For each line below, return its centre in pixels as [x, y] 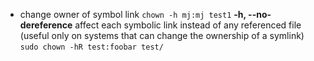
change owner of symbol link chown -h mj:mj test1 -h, [133, 14]
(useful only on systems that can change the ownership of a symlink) [162, 35]
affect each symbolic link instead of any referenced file [188, 25]
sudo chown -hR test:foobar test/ [91, 47]
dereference [46, 25]
